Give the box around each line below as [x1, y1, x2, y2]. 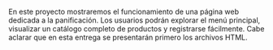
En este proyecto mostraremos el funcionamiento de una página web [8, 7, 240, 16]
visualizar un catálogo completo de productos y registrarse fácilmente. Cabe [8, 24, 265, 33]
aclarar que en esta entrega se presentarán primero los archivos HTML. [8, 32, 248, 42]
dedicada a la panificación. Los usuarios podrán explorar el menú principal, [8, 15, 261, 25]
